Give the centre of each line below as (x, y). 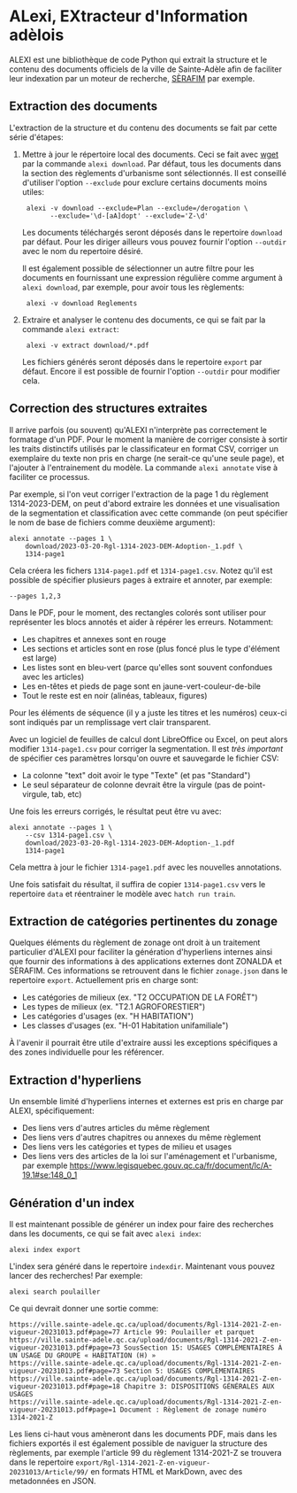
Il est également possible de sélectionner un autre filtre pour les (138, 268)
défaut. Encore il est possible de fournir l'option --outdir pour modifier (151, 371)
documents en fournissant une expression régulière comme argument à (152, 277)
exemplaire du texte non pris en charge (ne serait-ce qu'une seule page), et (147, 458)
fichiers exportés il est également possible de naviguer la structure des (138, 1443)
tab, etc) (67, 793)
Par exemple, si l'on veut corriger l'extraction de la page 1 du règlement (139, 494)
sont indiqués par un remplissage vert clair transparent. (110, 722)
